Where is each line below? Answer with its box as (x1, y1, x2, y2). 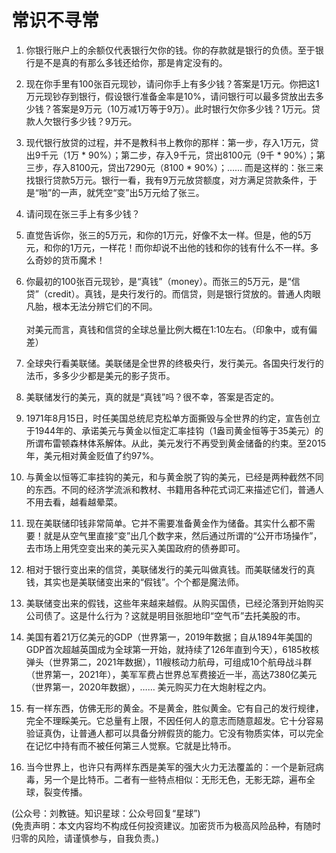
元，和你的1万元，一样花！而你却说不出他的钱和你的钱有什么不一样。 (25, 241, 311, 253)
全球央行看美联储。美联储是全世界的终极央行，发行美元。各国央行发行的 (25, 357, 324, 369)
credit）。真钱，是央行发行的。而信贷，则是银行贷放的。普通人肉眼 (47, 287, 321, 300)
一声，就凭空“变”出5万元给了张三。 (60, 186, 205, 198)
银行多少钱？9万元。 (52, 115, 138, 127)
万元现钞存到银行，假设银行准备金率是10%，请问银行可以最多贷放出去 (25, 90, 316, 102)
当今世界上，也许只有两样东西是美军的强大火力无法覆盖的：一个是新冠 (25, 761, 316, 773)
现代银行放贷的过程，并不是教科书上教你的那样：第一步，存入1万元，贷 (25, 136, 319, 148)
